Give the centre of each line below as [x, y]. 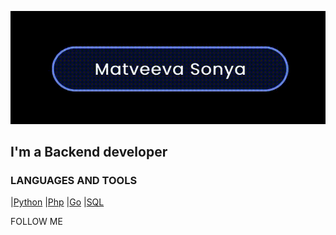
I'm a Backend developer [89, 152]
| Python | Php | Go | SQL [57, 202]
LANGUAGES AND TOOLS [74, 180]
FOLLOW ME [36, 222]
